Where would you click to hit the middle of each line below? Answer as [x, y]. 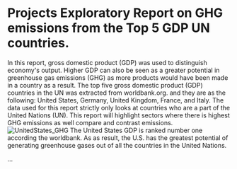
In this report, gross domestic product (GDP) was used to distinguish [107, 62]
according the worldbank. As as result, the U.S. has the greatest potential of [118, 138]
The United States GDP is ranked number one [136, 130]
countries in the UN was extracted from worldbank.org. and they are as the [117, 93]
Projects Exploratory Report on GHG [115, 13]
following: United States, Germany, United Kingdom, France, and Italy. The [116, 100]
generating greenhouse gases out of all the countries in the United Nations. [117, 145]
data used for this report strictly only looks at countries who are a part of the [119, 107]
